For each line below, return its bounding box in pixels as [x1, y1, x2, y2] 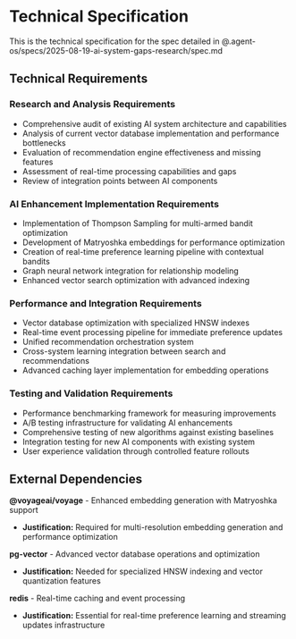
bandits [21, 256, 51, 266]
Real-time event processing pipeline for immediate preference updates [21, 327, 283, 338]
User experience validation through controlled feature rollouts [21, 445, 250, 457]
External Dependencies [9, 471, 143, 486]
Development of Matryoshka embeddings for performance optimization [21, 237, 285, 248]
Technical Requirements [9, 71, 148, 87]
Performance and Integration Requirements [9, 297, 203, 309]
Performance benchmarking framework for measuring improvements [21, 408, 277, 418]
